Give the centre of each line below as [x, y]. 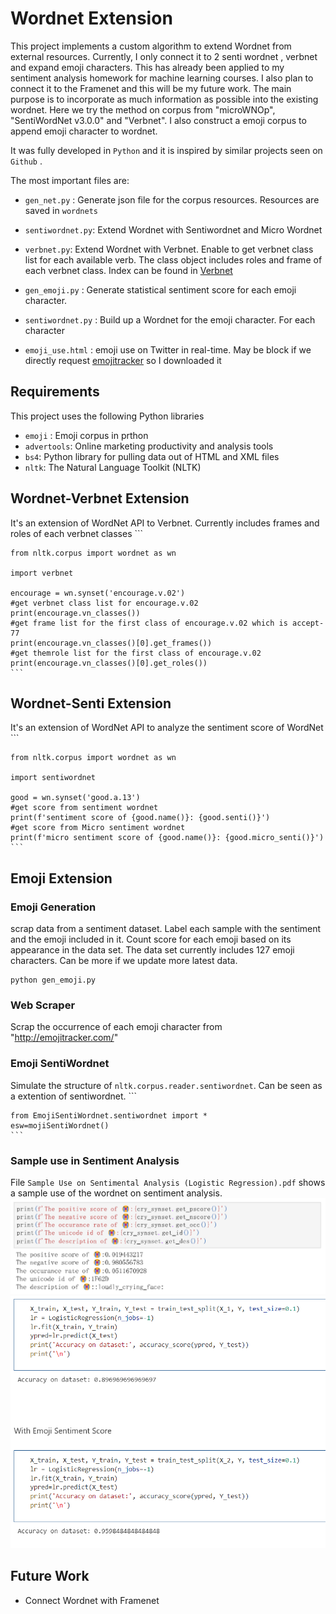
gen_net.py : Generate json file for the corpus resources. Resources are [172, 199]
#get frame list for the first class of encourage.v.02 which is [149, 623]
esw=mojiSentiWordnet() [60, 1125]
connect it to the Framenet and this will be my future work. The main [151, 88]
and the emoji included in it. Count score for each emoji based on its [151, 939]
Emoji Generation [53, 907]
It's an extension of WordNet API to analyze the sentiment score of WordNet [167, 728]
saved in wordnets [61, 210]
